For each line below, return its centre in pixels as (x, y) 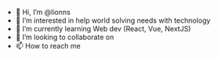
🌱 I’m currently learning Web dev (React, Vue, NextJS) (103, 29)
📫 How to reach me (48, 46)
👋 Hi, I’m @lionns (43, 12)
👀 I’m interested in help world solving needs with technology (113, 20)
